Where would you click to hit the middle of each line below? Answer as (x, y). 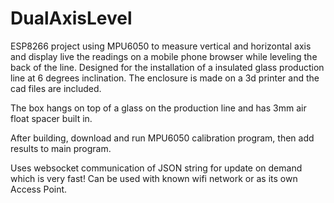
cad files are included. (56, 88)
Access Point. (39, 189)
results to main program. (61, 148)
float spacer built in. (51, 118)
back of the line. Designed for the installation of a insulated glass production (167, 67)
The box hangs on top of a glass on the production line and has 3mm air (158, 108)
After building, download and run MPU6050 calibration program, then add (162, 138)
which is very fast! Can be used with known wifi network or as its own (154, 178)
